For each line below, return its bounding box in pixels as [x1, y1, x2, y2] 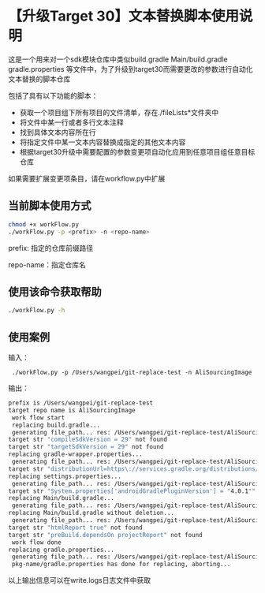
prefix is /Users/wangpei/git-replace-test [8, 399, 154, 407]
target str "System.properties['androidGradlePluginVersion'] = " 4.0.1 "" [8, 487, 256, 495]
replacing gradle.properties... [8, 546, 114, 554]
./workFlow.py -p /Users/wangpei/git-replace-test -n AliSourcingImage [11, 368, 252, 376]
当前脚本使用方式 [8, 199, 91, 213]
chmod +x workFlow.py [8, 220, 80, 229]
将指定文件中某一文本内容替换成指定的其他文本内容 [19, 137, 186, 147]
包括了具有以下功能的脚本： [8, 91, 99, 100]
